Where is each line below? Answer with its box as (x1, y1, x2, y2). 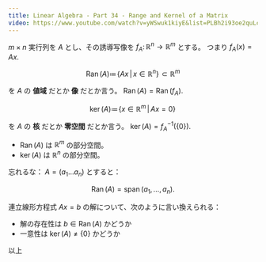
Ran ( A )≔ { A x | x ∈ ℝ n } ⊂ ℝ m (85, 67, 180, 78)
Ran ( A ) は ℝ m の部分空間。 (19, 139, 108, 150)
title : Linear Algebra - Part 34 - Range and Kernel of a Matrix (8, 11, 228, 20)
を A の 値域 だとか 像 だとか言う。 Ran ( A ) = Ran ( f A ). (8, 85, 184, 97)
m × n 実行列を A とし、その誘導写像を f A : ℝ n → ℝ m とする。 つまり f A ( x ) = (8, 40, 253, 53)
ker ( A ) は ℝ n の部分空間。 (19, 149, 104, 159)
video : (8, 19, 30, 27)
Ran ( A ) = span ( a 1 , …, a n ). (90, 184, 176, 196)
